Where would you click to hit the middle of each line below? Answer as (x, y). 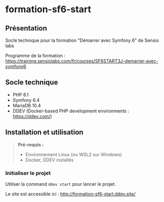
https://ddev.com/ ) (32, 116)
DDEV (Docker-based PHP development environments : (71, 111)
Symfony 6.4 (26, 100)
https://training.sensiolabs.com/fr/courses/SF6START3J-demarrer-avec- (82, 61)
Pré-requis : (31, 145)
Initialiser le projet (28, 173)
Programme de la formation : (35, 55)
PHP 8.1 (21, 95)
